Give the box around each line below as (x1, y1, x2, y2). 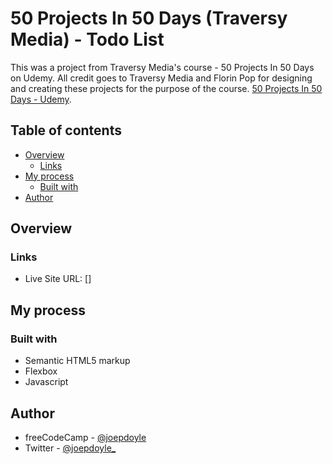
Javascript (24, 376, 69, 388)
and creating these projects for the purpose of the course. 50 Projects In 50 (10, 82, 323, 94)
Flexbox (24, 365, 58, 377)
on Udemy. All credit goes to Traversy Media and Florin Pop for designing (10, 72, 313, 84)
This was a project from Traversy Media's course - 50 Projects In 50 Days (10, 61, 315, 73)
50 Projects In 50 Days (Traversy (10, 7, 288, 30)
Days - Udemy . (10, 93, 72, 105)
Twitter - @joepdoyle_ (24, 442, 117, 454)
